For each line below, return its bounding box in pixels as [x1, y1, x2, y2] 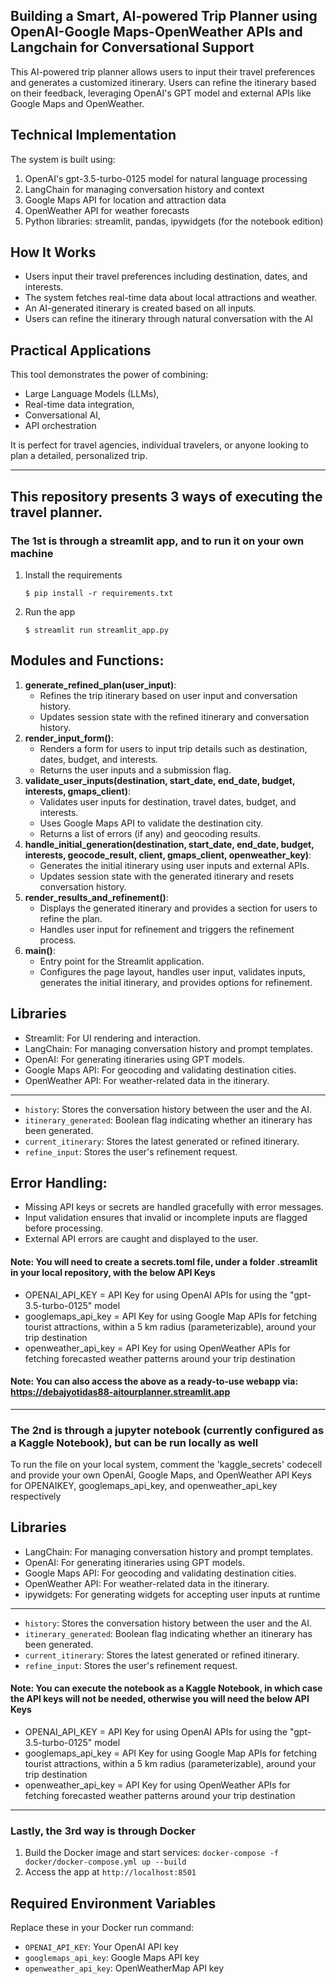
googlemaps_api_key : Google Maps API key [24, 1952, 200, 1964]
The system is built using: [10, 153, 116, 165]
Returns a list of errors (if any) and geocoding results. [39, 827, 261, 839]
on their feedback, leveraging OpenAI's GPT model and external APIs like [10, 87, 312, 99]
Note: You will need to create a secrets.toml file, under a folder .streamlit [10, 1255, 318, 1268]
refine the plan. [39, 912, 103, 924]
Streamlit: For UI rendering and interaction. [24, 1032, 202, 1044]
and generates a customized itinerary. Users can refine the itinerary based [10, 76, 317, 88]
